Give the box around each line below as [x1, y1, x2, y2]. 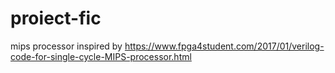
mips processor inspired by [10, 40, 123, 52]
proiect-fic [10, 7, 102, 30]
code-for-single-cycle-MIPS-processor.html [10, 50, 192, 62]
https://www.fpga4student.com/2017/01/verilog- [124, 40, 325, 52]
